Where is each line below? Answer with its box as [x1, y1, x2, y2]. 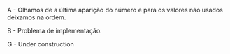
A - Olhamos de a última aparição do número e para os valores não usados [7, 6, 224, 14]
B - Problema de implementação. [7, 27, 103, 35]
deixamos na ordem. [7, 13, 66, 21]
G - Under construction [7, 40, 75, 48]
